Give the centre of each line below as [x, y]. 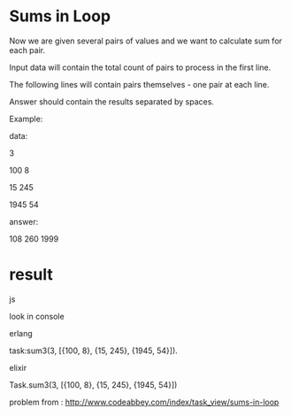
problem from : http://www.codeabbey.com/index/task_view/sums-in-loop [144, 402]
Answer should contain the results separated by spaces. [112, 101]
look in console [37, 316]
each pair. [27, 50]
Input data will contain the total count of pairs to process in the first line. [140, 67]
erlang [21, 333]
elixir [18, 367]
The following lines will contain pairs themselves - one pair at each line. [139, 84]
